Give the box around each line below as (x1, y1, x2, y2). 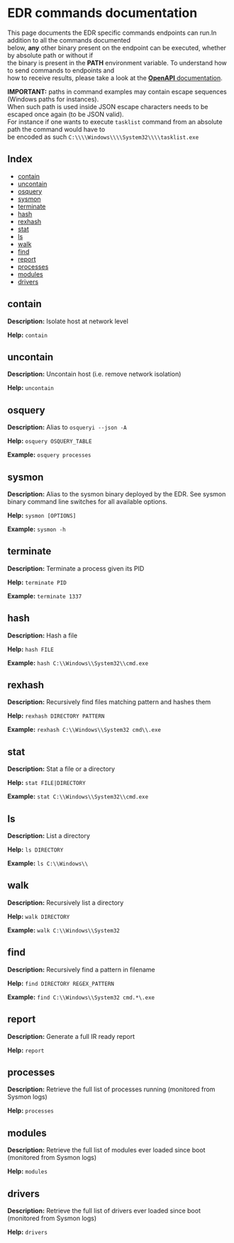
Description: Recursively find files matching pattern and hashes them (7, 698, 211, 706)
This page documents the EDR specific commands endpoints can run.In (7, 28, 217, 37)
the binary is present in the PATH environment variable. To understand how (7, 58, 227, 67)
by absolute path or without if (7, 51, 94, 60)
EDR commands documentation (7, 5, 198, 21)
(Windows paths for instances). (7, 94, 99, 104)
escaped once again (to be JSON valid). (7, 110, 124, 118)
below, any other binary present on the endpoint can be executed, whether (7, 43, 227, 52)
